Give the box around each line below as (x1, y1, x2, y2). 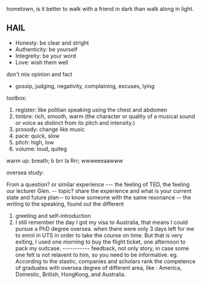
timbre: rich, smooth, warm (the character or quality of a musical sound (15, 113, 195, 120)
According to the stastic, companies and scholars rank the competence (15, 257, 196, 265)
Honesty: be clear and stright (15, 39, 89, 47)
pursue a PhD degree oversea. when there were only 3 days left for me (15, 225, 195, 232)
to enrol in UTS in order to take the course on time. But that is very (15, 231, 182, 239)
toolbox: (6, 94, 27, 102)
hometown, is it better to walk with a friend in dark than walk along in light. (6, 6, 194, 12)
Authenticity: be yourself (15, 45, 78, 53)
